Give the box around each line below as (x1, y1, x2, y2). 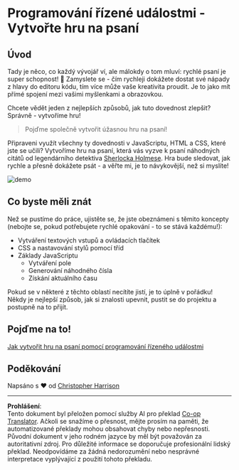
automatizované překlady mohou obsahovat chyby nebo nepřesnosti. (7, 424, 211, 433)
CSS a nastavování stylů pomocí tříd (17, 243, 124, 252)
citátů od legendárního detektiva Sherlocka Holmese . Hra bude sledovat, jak (7, 154, 231, 162)
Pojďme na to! (7, 324, 71, 336)
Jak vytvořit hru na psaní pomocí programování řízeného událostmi (7, 342, 204, 351)
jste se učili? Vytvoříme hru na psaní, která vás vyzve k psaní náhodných (7, 146, 221, 154)
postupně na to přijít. (7, 302, 68, 311)
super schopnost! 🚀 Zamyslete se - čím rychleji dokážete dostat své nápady (7, 75, 230, 83)
